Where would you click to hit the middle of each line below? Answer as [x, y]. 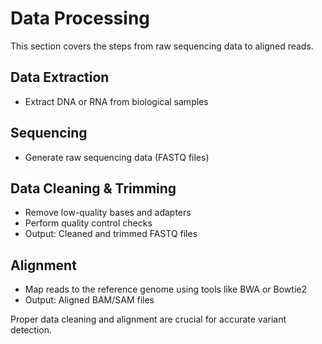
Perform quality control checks [88, 223]
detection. [31, 330]
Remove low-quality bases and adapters [108, 213]
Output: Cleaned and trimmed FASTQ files [111, 234]
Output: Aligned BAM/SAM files [89, 300]
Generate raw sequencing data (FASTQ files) [117, 157]
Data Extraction [60, 77]
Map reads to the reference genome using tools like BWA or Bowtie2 [165, 289]
